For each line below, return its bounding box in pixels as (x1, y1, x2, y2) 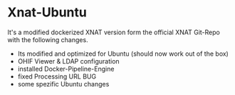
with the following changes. (7, 35, 88, 44)
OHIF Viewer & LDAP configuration (17, 56, 120, 65)
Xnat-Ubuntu (7, 4, 87, 21)
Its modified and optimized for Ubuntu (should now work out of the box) (17, 49, 229, 58)
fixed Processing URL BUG (17, 72, 97, 81)
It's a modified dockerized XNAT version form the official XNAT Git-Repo (7, 28, 221, 36)
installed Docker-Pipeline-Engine (17, 64, 115, 73)
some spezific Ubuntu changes (17, 79, 110, 88)
